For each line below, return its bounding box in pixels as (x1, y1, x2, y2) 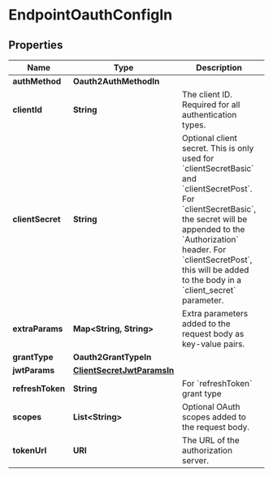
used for (181, 153, 214, 164)
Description (196, 62, 242, 73)
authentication (181, 110, 237, 120)
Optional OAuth (181, 402, 241, 412)
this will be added (181, 264, 249, 275)
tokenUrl (12, 445, 47, 456)
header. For (181, 244, 226, 255)
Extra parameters (181, 308, 249, 319)
